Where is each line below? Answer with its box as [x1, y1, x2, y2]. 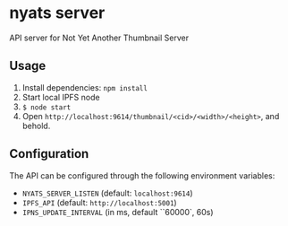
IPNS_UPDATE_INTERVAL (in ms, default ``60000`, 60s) [21, 206, 214, 217]
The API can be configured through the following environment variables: [9, 169, 275, 181]
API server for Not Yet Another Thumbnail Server [9, 32, 190, 43]
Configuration [9, 146, 89, 161]
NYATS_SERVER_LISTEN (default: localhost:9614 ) [21, 187, 194, 198]
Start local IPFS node [21, 91, 100, 102]
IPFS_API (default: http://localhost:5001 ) [21, 196, 177, 208]
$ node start [21, 102, 72, 112]
